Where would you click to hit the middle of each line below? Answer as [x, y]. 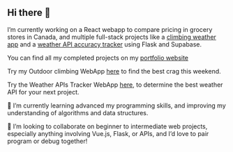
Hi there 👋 [29, 13]
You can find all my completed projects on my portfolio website [98, 58]
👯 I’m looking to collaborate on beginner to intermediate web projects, [107, 126]
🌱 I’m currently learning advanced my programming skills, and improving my [117, 105]
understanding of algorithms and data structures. [78, 112]
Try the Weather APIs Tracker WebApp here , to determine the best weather [115, 85]
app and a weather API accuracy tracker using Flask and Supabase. [105, 44]
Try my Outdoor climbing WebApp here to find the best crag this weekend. [114, 71]
